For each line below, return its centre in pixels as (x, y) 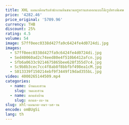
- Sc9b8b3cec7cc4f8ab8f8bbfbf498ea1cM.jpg (56, 67)
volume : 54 (17, 39)
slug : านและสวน (29, 91)
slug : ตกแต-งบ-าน (31, 100)
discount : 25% (20, 29)
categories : (18, 81)
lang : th (15, 115)
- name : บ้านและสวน (28, 86)
